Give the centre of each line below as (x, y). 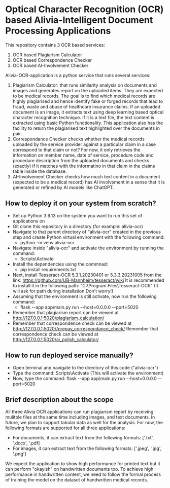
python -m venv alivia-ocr (47, 242)
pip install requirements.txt (48, 269)
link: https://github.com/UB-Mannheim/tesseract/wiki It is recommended (88, 280)
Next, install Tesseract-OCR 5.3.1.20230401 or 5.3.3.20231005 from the (87, 275)
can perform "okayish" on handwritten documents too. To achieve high (79, 469)
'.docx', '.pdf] (26, 443)
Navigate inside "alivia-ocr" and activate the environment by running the (88, 248)
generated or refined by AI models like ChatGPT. (63, 187)
